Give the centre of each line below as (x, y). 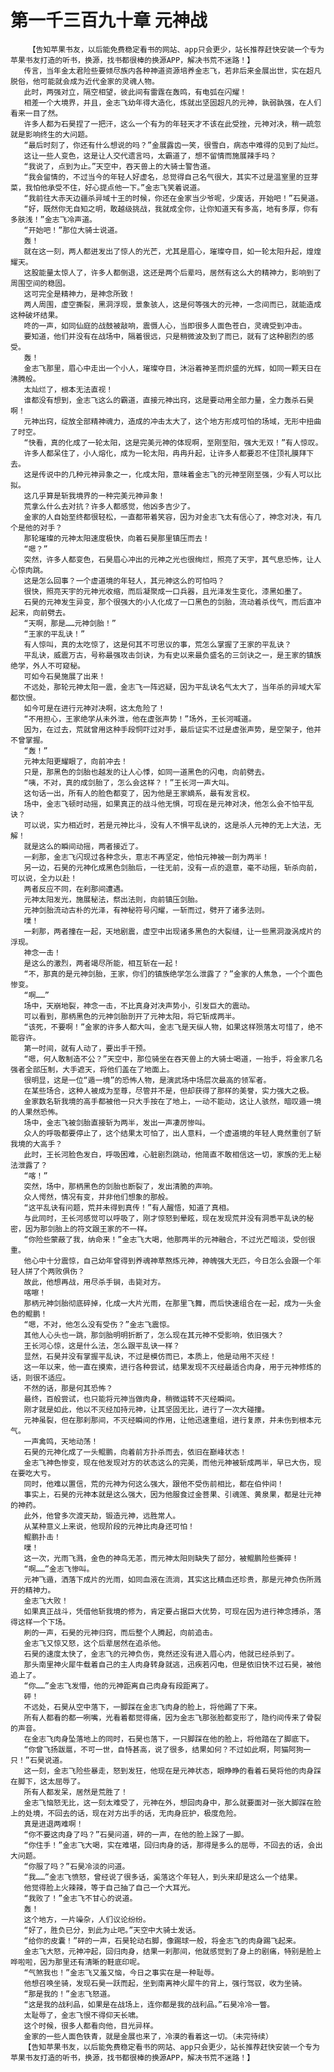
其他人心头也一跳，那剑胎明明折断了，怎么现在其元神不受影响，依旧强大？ (154, 1335)
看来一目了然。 (36, 113)
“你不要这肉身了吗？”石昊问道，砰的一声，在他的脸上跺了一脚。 (136, 1834)
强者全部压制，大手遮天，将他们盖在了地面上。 (92, 1069)
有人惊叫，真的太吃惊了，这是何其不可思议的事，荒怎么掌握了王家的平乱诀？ (157, 644)
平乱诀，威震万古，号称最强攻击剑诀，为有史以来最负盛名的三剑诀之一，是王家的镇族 (172, 655)
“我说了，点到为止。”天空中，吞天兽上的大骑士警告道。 (119, 166)
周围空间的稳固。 (40, 283)
